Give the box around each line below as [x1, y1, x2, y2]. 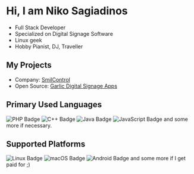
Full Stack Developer [14, 24, 66, 31]
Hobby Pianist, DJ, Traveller [14, 43, 83, 50]
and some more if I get [130, 155, 186, 162]
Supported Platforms [6, 139, 86, 149]
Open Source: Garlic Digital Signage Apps [14, 82, 118, 89]
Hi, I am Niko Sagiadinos [6, 4, 128, 18]
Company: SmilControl [14, 76, 70, 83]
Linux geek [14, 36, 42, 44]
